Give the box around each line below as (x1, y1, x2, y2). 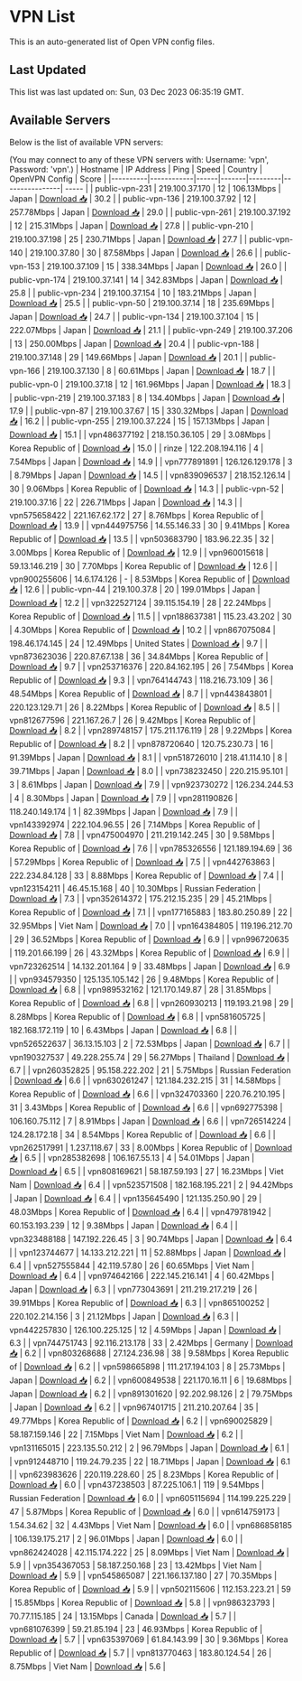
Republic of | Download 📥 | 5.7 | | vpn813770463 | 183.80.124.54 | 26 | (9, 1647, 272, 1658)
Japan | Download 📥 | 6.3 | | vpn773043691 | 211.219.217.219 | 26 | (9, 1284, 258, 1294)
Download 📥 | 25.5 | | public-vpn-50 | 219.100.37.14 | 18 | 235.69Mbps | (9, 297, 275, 308)
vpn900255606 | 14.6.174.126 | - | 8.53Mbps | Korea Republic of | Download (9, 574, 290, 584)
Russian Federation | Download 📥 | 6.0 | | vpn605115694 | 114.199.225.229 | (9, 1492, 291, 1503)
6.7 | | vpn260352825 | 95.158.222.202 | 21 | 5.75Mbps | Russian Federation (9, 1064, 291, 1076)
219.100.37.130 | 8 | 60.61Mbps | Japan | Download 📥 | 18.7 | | (46, 365, 276, 376)
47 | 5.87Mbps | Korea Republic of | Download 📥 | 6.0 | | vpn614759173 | (9, 1506, 280, 1517)
